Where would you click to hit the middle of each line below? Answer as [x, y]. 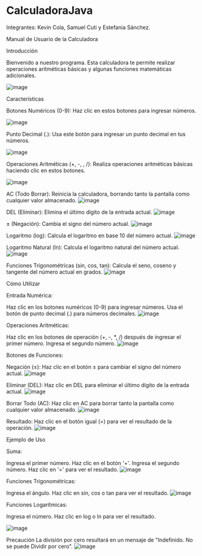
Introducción [22, 51]
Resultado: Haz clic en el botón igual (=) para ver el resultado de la [89, 421]
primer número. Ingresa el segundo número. [61, 343]
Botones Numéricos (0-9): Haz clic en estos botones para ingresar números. [101, 110]
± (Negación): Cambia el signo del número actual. [68, 223]
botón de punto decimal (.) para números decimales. [71, 313]
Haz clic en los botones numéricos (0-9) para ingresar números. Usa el [94, 307]
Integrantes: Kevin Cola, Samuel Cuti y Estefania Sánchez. [78, 27]
